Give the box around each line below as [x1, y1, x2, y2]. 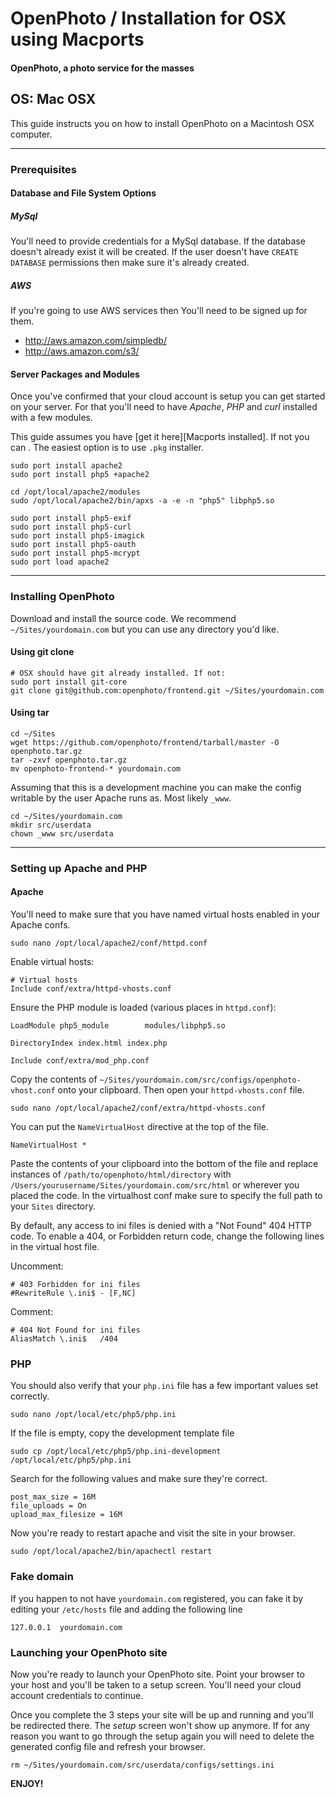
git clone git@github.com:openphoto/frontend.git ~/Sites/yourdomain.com [10, 685, 325, 696]
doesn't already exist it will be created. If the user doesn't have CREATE [10, 246, 299, 258]
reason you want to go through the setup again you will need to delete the [10, 1730, 315, 1742]
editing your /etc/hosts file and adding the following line [10, 1603, 243, 1615]
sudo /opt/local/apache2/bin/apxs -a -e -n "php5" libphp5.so [10, 496, 275, 506]
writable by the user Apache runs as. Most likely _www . [10, 792, 232, 804]
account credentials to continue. [10, 1689, 144, 1701]
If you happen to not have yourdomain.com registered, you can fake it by [10, 1592, 304, 1604]
